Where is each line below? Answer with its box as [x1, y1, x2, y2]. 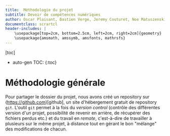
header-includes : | [5, 26, 47, 31]
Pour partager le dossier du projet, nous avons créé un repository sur [5, 94, 150, 100]
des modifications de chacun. [5, 126, 67, 132]
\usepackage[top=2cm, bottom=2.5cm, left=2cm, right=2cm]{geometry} [14, 31, 162, 36]
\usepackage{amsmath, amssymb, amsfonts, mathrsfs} [14, 36, 125, 41]
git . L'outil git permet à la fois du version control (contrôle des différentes [5, 104, 160, 110]
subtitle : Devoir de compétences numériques [5, 12, 101, 17]
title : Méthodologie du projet [5, 7, 73, 13]
